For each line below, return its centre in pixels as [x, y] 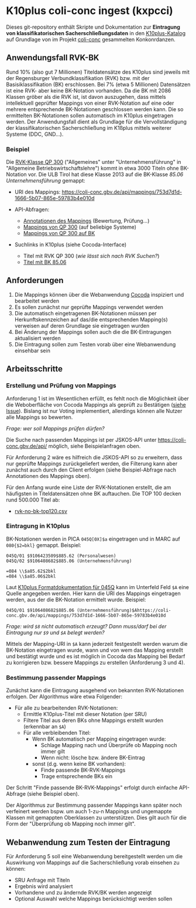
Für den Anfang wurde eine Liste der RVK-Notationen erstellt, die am [89, 487]
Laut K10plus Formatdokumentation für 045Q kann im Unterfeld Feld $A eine [97, 587]
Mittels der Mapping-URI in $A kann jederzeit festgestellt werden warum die [97, 644]
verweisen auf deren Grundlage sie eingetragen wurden [82, 325]
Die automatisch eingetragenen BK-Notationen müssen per [85, 313]
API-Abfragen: [32, 209]
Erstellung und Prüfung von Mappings [61, 386]
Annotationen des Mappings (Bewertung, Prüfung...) [86, 221]
